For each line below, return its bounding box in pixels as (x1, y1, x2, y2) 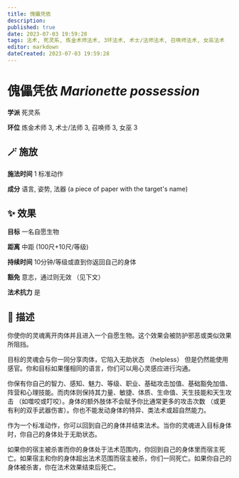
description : (7, 17, 46, 24)
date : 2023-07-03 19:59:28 (7, 30, 87, 38)
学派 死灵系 (7, 108, 41, 116)
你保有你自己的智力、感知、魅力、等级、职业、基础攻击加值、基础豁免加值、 (7, 379, 232, 388)
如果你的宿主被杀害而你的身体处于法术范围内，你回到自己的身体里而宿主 (7, 445, 219, 454)
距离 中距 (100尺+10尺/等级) (7, 243, 89, 251)
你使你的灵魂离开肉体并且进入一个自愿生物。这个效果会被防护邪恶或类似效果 (7, 331, 232, 340)
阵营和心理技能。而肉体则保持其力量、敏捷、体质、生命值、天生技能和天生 (7, 388, 225, 397)
